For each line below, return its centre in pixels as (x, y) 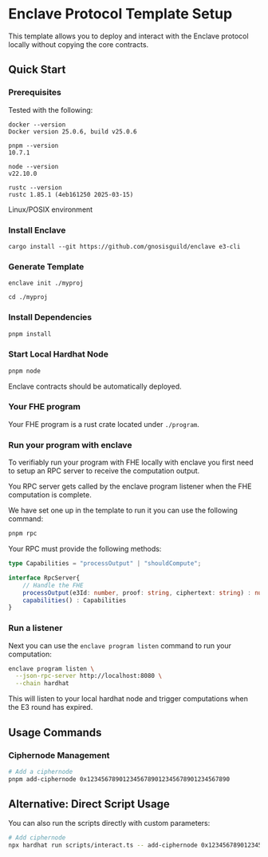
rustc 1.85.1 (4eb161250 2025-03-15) (71, 194)
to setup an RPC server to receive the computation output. (104, 471)
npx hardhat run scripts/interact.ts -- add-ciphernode (103, 845)
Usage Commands (55, 732)
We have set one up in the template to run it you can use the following (123, 510)
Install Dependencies (50, 317)
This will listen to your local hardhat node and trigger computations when (128, 699)
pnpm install (30, 334)
